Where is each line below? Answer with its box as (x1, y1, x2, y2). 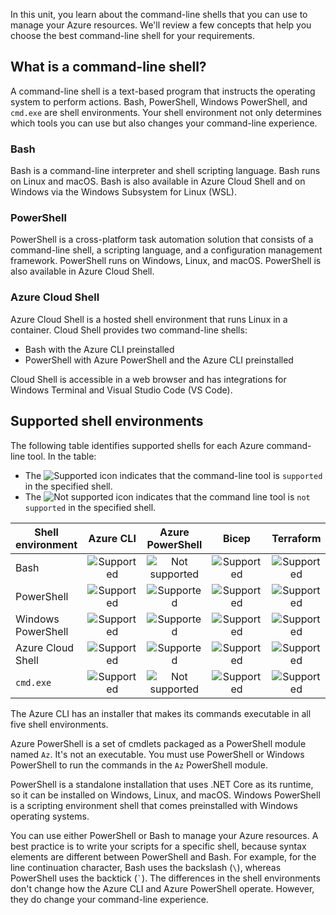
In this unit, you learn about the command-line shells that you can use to (10, 9, 308, 20)
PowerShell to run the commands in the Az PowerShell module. (10, 759, 268, 771)
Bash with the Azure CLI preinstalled (24, 343, 175, 355)
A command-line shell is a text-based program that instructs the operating (10, 85, 316, 97)
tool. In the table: (27, 450, 97, 462)
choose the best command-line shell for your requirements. (10, 30, 255, 41)
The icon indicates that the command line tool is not (24, 490, 311, 503)
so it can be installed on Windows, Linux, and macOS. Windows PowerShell (10, 789, 321, 801)
